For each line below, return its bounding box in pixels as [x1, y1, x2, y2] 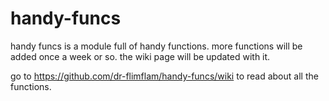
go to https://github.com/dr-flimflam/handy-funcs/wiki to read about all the [10, 70, 319, 82]
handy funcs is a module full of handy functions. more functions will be [10, 40, 303, 52]
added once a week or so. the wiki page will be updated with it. [10, 50, 271, 62]
